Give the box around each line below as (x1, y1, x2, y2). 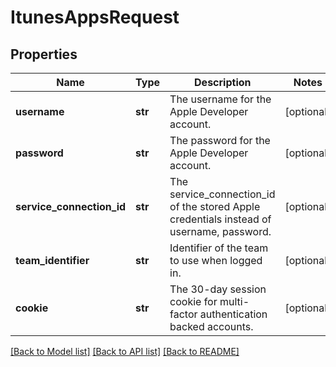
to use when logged (169, 254, 263, 267)
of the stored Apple (169, 200, 261, 213)
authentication (199, 307, 268, 321)
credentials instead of (169, 212, 272, 226)
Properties (10, 46, 78, 63)
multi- (219, 295, 250, 308)
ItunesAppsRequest (10, 6, 180, 29)
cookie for (169, 295, 218, 308)
